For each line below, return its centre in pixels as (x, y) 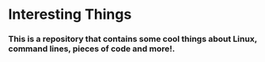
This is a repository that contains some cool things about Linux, (132, 39)
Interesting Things (70, 15)
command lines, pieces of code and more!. (92, 49)
